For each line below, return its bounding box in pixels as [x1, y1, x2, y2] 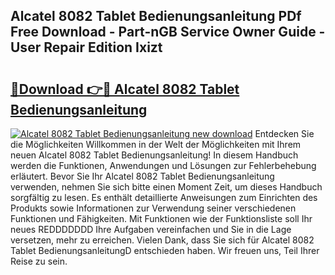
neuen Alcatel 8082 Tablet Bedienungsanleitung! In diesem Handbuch [10, 149, 299, 161]
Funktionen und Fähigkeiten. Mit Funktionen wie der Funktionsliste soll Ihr [10, 213, 313, 224]
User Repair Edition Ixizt [10, 39, 163, 56]
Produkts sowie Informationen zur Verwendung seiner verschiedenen [10, 202, 297, 214]
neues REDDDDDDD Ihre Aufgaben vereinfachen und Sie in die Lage [10, 224, 292, 235]
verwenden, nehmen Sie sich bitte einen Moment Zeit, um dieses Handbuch [10, 181, 323, 193]
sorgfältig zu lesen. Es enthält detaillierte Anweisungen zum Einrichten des [10, 192, 318, 203]
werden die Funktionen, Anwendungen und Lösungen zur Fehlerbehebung [10, 160, 317, 171]
